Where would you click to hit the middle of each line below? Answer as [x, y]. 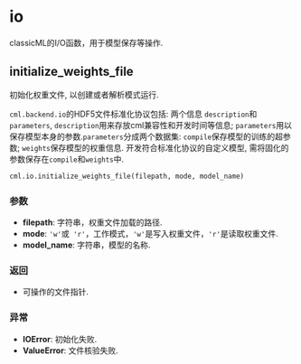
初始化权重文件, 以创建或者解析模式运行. [85, 94]
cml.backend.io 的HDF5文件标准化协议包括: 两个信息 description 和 [133, 114]
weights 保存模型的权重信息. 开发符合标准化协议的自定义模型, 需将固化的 [155, 147]
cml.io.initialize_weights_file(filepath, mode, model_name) [127, 176]
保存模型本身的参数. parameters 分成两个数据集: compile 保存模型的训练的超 [146, 136]
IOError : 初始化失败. [60, 339]
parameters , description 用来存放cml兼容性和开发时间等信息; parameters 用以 [150, 125]
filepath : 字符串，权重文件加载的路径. [92, 222]
